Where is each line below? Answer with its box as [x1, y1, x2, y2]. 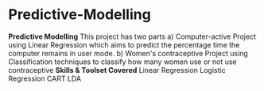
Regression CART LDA [8, 74, 82, 83]
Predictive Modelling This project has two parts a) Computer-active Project [8, 32, 257, 41]
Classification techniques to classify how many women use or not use [8, 57, 237, 66]
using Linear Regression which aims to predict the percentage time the [8, 40, 240, 49]
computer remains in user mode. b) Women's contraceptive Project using [8, 48, 248, 58]
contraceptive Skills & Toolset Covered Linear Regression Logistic [8, 65, 226, 74]
